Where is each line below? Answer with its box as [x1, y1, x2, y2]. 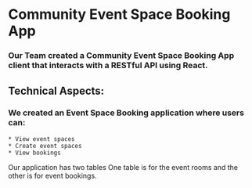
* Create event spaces [8, 142, 82, 150]
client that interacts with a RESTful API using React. [8, 60, 209, 71]
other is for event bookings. [8, 171, 97, 180]
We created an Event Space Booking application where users [8, 107, 245, 118]
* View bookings [8, 149, 61, 157]
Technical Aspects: [8, 84, 105, 97]
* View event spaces [8, 135, 76, 143]
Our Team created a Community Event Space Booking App [8, 50, 235, 61]
